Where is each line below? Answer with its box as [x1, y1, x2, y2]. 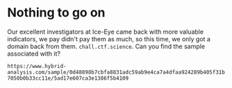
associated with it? [7, 49, 61, 58]
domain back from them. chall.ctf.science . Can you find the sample [7, 42, 206, 50]
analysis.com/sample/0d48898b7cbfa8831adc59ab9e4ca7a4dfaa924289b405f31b [7, 69, 226, 76]
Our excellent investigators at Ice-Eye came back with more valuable [7, 27, 204, 36]
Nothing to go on [7, 5, 106, 21]
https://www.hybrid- [7, 63, 67, 69]
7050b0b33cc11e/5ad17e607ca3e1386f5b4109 [7, 74, 129, 82]
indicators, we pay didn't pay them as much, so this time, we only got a [7, 34, 210, 43]
